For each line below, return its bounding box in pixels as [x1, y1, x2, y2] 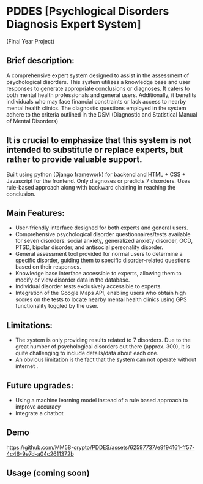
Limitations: [6, 320, 53, 331]
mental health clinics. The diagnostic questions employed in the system [6, 104, 186, 112]
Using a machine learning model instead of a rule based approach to [15, 397, 188, 404]
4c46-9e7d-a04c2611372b [6, 450, 75, 458]
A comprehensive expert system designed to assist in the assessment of [6, 72, 190, 79]
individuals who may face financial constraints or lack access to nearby [6, 98, 186, 105]
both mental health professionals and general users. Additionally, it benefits [6, 91, 197, 99]
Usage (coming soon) [6, 468, 90, 478]
